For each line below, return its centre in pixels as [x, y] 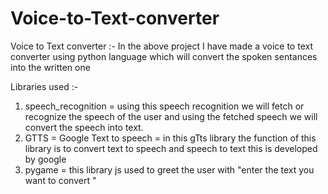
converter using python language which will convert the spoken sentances [164, 56]
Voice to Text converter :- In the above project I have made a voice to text [161, 46]
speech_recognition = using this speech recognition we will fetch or [164, 106]
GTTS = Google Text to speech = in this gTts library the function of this [170, 138]
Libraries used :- [44, 86]
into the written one [50, 67]
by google [45, 159]
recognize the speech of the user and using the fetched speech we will [171, 116]
